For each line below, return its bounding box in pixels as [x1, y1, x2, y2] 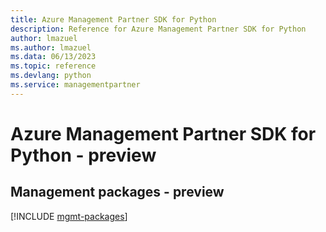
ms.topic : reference [10, 61, 97, 71]
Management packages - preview [10, 184, 225, 201]
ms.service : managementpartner [10, 80, 141, 90]
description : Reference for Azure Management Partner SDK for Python [10, 24, 307, 34]
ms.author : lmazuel [10, 42, 92, 53]
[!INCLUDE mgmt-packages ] [10, 210, 128, 222]
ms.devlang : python [10, 71, 92, 81]
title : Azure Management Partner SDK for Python [10, 14, 217, 25]
